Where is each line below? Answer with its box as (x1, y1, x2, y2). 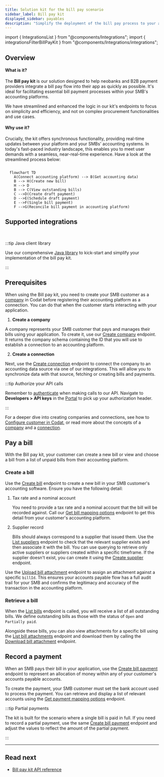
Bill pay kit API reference (12, 766, 62, 772)
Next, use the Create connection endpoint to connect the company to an (5, 361, 151, 366)
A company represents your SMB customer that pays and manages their (5, 326, 150, 332)
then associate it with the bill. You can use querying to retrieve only (12, 544, 147, 550)
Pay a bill (5, 439, 33, 447)
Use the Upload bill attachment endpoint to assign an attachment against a (5, 569, 155, 575)
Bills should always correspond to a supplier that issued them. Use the (12, 534, 154, 540)
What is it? (5, 67, 27, 73)
